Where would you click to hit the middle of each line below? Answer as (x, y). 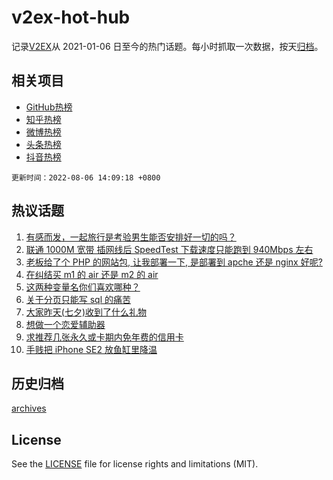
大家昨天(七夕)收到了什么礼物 (86, 312)
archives (29, 408)
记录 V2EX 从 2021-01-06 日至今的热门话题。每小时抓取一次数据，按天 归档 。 (167, 46)
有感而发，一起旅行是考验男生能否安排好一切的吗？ (131, 237)
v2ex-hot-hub (71, 17)
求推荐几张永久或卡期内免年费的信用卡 (104, 337)
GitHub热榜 (49, 107)
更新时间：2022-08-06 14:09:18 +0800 (86, 177)
